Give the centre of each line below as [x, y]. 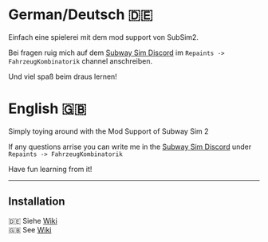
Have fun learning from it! [50, 169]
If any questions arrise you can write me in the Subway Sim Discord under [130, 146]
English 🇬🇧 [47, 109]
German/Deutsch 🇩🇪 [81, 15]
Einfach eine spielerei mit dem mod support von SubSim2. [104, 37]
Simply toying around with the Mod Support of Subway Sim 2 [108, 131]
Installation [37, 202]
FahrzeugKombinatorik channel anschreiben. [81, 60]
